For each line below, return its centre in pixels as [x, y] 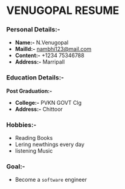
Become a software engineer [51, 180]
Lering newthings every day [50, 144]
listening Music [34, 151]
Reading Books [34, 138]
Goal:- [16, 166]
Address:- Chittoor [39, 109]
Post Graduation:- [29, 91]
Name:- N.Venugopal [42, 42]
